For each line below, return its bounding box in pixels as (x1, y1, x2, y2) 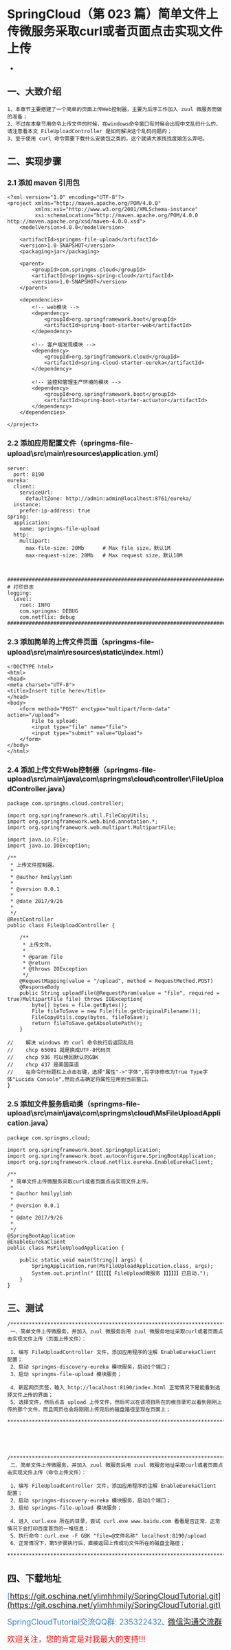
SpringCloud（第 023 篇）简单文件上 (7, 6, 219, 22)
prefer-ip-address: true (19, 507, 91, 514)
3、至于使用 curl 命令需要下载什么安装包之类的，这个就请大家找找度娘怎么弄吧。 (7, 135, 208, 142)
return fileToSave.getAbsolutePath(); (32, 1020, 143, 1027)
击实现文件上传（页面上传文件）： (7, 1335, 87, 1342)
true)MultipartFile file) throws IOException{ (7, 996, 143, 1003)
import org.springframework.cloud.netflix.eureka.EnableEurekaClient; (7, 1158, 214, 1166)
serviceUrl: (19, 489, 54, 496)
